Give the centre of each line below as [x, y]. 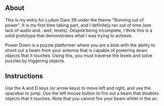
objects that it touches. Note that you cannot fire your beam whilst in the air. [82, 98]
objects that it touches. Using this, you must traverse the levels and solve [79, 55]
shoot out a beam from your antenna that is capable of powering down [76, 50]
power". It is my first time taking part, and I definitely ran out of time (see [78, 25]
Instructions [24, 76]
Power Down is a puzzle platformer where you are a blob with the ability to [80, 45]
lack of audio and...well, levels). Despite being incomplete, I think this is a [79, 30]
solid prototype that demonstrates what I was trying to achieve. [69, 35]
